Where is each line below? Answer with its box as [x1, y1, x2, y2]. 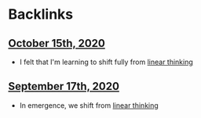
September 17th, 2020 [8, 80, 120, 93]
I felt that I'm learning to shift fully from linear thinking [19, 57, 194, 66]
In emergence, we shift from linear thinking [19, 100, 159, 110]
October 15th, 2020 [8, 37, 106, 50]
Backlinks [8, 5, 74, 23]
